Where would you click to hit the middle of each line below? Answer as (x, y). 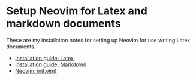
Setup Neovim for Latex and (77, 11)
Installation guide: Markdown (51, 64)
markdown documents (64, 24)
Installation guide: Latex (44, 58)
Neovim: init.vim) (36, 70)
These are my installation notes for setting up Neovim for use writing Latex (98, 40)
